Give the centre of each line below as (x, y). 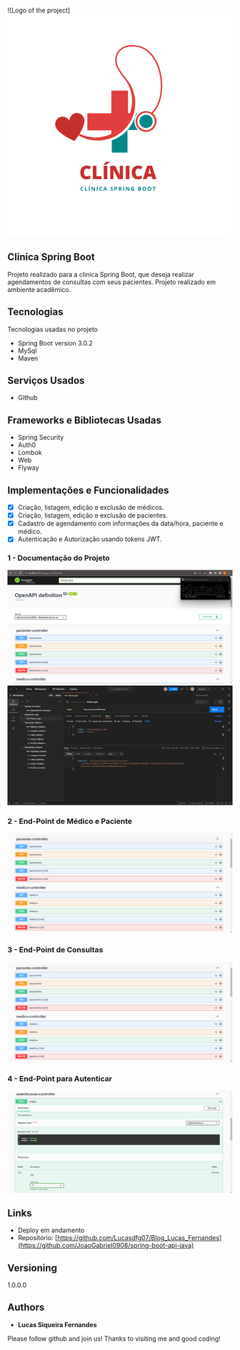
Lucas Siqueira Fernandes (57, 1324)
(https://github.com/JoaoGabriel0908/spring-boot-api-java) (106, 1246)
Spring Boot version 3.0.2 (55, 343)
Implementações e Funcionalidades (88, 490)
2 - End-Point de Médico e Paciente (70, 821)
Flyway (28, 468)
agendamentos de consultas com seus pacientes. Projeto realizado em (112, 282)
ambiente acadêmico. (39, 289)
